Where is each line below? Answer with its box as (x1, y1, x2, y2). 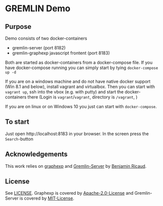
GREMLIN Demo (5, 3, 71, 14)
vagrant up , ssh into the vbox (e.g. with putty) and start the (5, 89, 124, 94)
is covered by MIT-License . (19, 195, 75, 201)
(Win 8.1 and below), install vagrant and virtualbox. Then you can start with (5, 84, 155, 90)
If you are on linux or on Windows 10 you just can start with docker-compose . (5, 104, 157, 109)
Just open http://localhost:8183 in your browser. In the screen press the (5, 131, 149, 137)
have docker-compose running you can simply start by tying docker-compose (5, 65, 159, 70)
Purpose (5, 23, 32, 31)
